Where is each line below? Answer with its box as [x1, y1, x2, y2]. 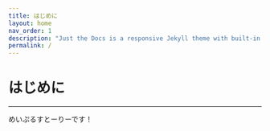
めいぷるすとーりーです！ [8, 114, 93, 125]
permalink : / [8, 42, 52, 50]
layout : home [8, 19, 52, 27]
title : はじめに [8, 11, 58, 20]
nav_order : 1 [8, 27, 52, 35]
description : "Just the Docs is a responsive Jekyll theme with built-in [8, 34, 261, 43]
